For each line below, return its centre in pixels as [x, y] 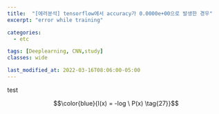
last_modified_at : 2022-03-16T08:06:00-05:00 [74, 70]
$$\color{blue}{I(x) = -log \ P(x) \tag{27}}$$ [116, 103]
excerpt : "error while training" [55, 20]
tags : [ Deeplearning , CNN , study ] [55, 51]
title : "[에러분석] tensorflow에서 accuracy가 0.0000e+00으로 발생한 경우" [110, 13]
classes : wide [28, 58]
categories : [24, 32]
